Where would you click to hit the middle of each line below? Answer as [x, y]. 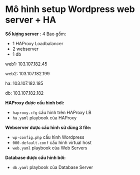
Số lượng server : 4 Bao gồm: [36, 34]
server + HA [31, 20]
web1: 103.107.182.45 [26, 64]
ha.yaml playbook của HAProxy [44, 118]
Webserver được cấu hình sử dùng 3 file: [48, 127]
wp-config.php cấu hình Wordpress [48, 137]
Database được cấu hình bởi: [35, 157]
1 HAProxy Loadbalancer [38, 43]
